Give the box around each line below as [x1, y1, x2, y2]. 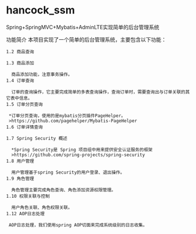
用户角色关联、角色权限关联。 [11, 204, 73, 211]
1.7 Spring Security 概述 [6, 135, 67, 141]
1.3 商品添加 [6, 60, 35, 66]
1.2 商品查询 [6, 49, 35, 54]
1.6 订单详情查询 [6, 124, 43, 130]
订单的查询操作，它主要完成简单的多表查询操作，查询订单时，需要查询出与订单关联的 [11, 89, 185, 95]
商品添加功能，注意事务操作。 [11, 71, 73, 77]
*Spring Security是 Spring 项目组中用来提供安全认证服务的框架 [11, 147, 153, 153]
